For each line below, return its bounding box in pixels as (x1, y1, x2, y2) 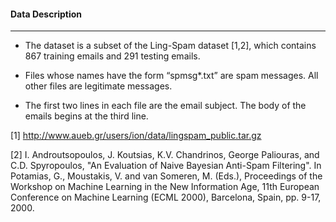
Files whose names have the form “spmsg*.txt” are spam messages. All (24, 70, 319, 82)
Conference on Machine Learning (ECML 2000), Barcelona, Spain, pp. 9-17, (10, 191, 322, 204)
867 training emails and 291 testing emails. (24, 50, 201, 62)
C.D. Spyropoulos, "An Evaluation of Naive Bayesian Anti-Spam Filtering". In (10, 160, 322, 172)
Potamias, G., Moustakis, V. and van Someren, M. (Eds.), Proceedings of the (10, 170, 323, 182)
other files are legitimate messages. (24, 80, 173, 92)
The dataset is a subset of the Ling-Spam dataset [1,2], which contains (24, 40, 317, 52)
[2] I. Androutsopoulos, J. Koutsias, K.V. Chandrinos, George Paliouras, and (10, 149, 320, 161)
